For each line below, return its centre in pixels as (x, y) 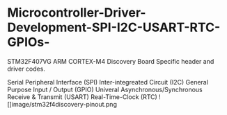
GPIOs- (29, 42)
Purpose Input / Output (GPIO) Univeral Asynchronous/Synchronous (105, 89)
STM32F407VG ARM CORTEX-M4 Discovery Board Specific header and (111, 61)
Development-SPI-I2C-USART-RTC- (114, 27)
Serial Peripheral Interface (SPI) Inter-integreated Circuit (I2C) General (108, 82)
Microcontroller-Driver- (77, 13)
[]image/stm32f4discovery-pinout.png (62, 104)
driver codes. (26, 69)
